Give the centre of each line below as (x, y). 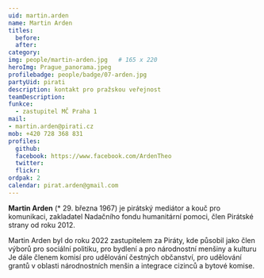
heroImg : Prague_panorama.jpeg (60, 68)
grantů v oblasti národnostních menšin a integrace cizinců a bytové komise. (132, 265)
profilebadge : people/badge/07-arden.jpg (78, 75)
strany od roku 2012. (42, 225)
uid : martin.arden (38, 15)
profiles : (25, 141)
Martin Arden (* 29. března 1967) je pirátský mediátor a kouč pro (115, 208)
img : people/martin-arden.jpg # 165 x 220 (83, 60)
